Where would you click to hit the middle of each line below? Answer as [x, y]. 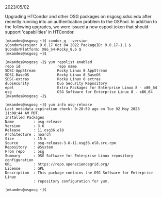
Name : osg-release [33, 122]
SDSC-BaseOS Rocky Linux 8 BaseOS [53, 75]
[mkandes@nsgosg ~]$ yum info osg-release [49, 105]
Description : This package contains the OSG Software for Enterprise [79, 173]
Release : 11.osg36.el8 [34, 130]
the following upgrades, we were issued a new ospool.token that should [77, 27]
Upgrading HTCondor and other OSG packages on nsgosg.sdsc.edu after [78, 16]
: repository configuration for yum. [71, 181]
